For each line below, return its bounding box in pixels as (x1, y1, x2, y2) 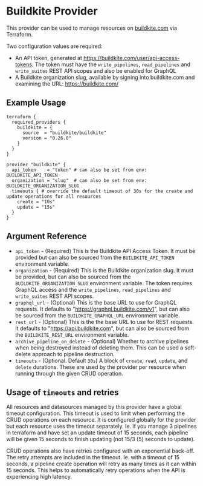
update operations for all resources (6, 193, 101, 200)
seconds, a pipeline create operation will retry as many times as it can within (6, 460, 196, 468)
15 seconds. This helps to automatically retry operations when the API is (6, 467, 185, 474)
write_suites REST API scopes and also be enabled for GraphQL (14, 67, 176, 74)
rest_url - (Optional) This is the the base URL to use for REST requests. (14, 318, 195, 325)
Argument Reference (6, 231, 87, 241)
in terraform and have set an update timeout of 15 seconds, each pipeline (6, 429, 188, 436)
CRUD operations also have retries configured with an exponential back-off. (6, 447, 195, 454)
